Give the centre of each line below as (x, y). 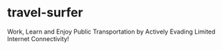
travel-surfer (45, 13)
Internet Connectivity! (38, 38)
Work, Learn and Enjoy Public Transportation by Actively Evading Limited (111, 32)
